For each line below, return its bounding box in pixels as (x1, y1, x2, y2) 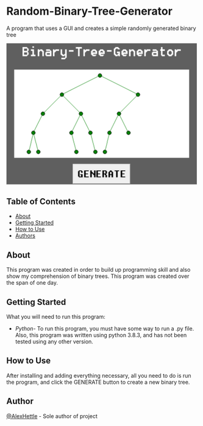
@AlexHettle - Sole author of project (6, 412, 98, 420)
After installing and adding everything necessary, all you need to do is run (6, 372, 191, 379)
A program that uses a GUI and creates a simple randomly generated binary (6, 24, 196, 32)
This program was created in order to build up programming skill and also (6, 266, 191, 274)
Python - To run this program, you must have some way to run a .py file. (15, 325, 194, 332)
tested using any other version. (15, 338, 93, 345)
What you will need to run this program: (6, 313, 105, 321)
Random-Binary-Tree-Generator (6, 4, 173, 18)
